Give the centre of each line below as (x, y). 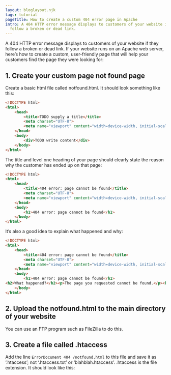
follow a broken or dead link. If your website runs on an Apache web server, (84, 49)
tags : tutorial (21, 15)
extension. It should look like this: (40, 368)
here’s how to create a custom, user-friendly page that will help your (77, 54)
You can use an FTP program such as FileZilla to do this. (64, 329)
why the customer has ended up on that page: (54, 165)
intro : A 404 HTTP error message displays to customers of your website (84, 24)
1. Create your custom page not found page (75, 76)
